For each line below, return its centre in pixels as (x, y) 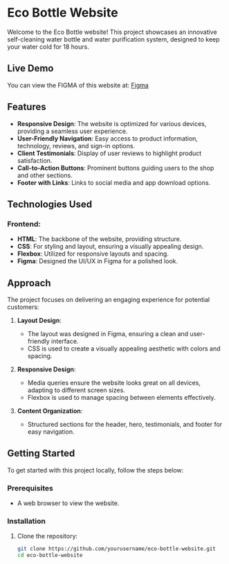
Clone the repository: (47, 536)
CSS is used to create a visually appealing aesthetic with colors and (124, 349)
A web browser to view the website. (68, 503)
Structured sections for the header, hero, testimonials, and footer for (125, 425)
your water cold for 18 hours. (48, 46)
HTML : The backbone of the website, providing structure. (99, 239)
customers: (23, 307)
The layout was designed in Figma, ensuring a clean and (108, 334)
